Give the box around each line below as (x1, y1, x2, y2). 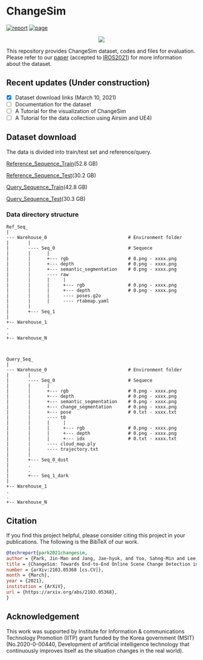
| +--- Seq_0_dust (6, 457, 69, 463)
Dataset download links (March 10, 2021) (14, 94, 117, 101)
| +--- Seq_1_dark (6, 473, 69, 479)
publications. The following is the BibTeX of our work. (6, 538, 139, 545)
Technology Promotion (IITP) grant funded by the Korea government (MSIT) (6, 634, 195, 641)
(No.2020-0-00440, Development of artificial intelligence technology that (6, 640, 190, 648)
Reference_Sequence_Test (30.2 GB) (6, 171, 97, 179)
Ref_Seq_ (6, 224, 28, 230)
